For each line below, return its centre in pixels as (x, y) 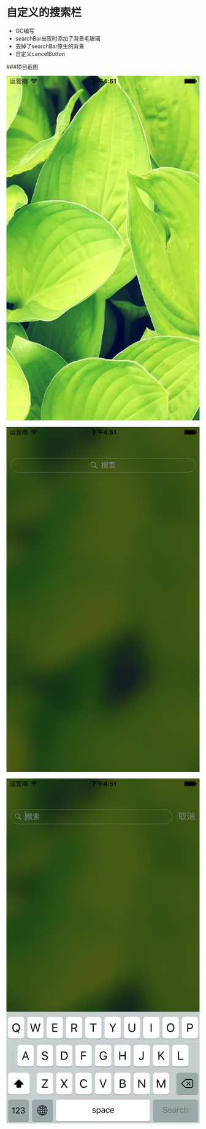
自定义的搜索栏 (44, 13)
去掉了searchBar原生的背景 (50, 46)
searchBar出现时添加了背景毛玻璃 (58, 38)
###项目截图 (22, 67)
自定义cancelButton (40, 53)
